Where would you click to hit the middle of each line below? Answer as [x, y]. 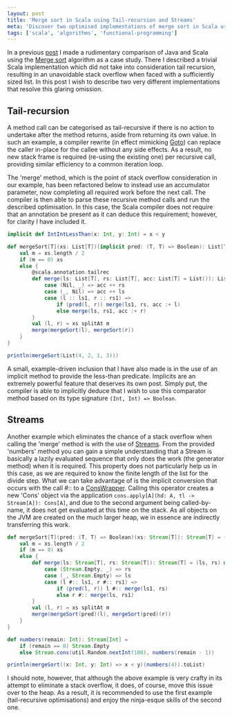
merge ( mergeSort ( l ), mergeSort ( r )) [83, 330]
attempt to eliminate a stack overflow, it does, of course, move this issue [110, 685]
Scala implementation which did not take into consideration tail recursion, [112, 67]
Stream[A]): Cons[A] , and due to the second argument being [94, 502]
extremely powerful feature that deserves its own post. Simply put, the [107, 383]
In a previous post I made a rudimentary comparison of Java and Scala [108, 52]
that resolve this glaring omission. [55, 89]
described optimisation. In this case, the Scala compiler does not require [110, 207]
